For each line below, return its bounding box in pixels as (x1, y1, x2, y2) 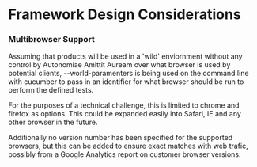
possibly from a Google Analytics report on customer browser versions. (8, 150, 241, 159)
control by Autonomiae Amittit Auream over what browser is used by (8, 60, 231, 70)
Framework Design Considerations (8, 6, 241, 24)
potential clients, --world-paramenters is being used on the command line (8, 69, 249, 78)
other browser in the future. (8, 117, 98, 127)
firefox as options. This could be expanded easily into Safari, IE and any (8, 109, 241, 119)
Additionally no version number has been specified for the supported (8, 133, 233, 142)
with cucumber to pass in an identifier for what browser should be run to (8, 77, 244, 86)
